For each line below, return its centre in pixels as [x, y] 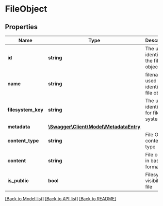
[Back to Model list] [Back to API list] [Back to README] [61, 199]
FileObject [26, 9]
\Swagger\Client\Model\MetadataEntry [94, 127]
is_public [18, 181]
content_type [23, 141]
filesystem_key [25, 110]
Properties [21, 27]
